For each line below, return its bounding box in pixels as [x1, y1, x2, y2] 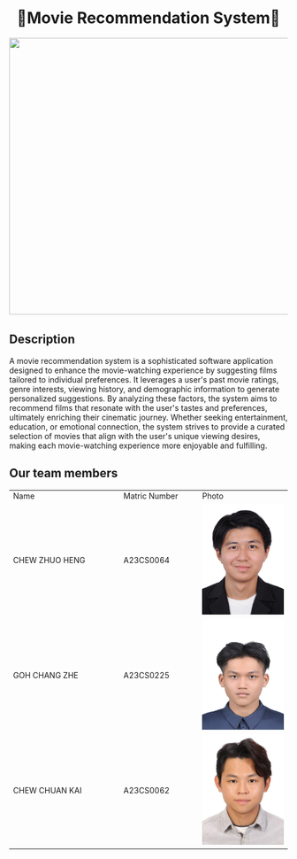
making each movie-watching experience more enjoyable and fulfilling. [9, 440, 268, 451]
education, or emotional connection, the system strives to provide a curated [9, 421, 286, 432]
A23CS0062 [123, 785, 171, 796]
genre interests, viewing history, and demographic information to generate [9, 383, 280, 394]
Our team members [9, 466, 118, 481]
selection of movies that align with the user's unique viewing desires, [9, 430, 261, 441]
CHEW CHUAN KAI [12, 785, 82, 796]
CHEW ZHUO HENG [12, 554, 86, 565]
